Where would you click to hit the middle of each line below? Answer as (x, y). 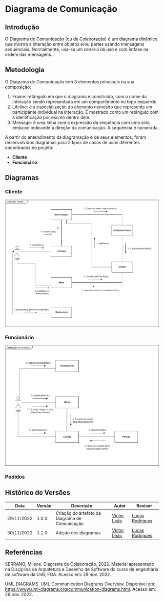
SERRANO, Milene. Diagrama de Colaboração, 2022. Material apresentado (80, 564)
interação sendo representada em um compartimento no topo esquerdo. (85, 101)
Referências (24, 552)
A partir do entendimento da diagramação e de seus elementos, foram (76, 137)
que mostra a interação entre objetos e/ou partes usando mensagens (75, 44)
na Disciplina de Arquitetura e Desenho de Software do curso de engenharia (82, 569)
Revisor (144, 506)
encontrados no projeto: (29, 148)
